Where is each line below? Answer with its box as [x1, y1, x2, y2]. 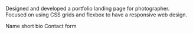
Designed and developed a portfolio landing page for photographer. [5, 5, 170, 12]
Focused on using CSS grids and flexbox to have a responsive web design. [5, 11, 188, 18]
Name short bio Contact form [5, 23, 77, 29]
